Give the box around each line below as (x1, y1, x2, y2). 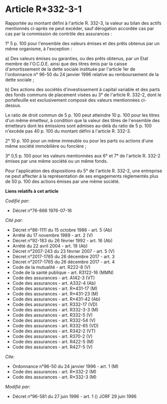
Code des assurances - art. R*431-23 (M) (12, 290, 99, 296)
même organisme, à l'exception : (5, 46, 72, 52)
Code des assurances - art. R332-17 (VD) (12, 301, 98, 307)
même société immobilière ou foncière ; (5, 143, 86, 149)
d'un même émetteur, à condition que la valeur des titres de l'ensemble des (5, 117, 160, 123)
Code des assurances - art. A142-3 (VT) (12, 274, 95, 281)
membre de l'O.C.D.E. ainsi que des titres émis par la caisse (5, 61, 128, 67)
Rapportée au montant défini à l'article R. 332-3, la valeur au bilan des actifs (5, 20, 162, 26)
